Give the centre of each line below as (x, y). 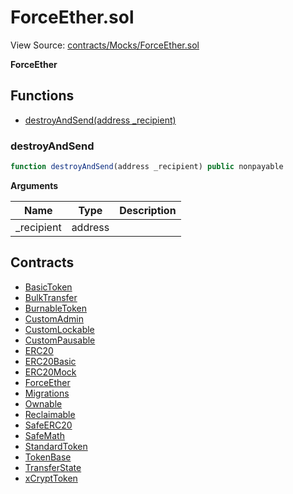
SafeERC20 (48, 425)
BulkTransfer (51, 297)
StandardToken (56, 446)
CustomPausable (60, 340)
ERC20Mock (50, 372)
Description (148, 210)
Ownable (43, 403)
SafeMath (44, 435)
